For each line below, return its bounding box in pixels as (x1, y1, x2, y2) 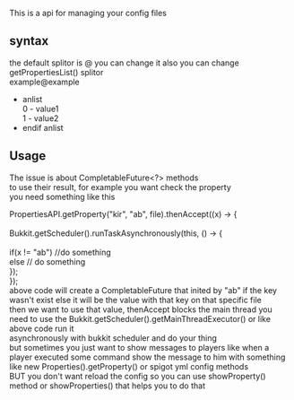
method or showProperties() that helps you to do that (9, 380, 206, 391)
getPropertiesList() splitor (9, 66, 104, 77)
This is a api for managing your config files (9, 8, 168, 18)
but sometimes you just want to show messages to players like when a (9, 342, 270, 352)
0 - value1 (22, 103, 59, 114)
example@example (9, 76, 81, 87)
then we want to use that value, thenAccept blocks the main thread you (9, 304, 272, 315)
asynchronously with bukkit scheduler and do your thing (9, 332, 218, 343)
